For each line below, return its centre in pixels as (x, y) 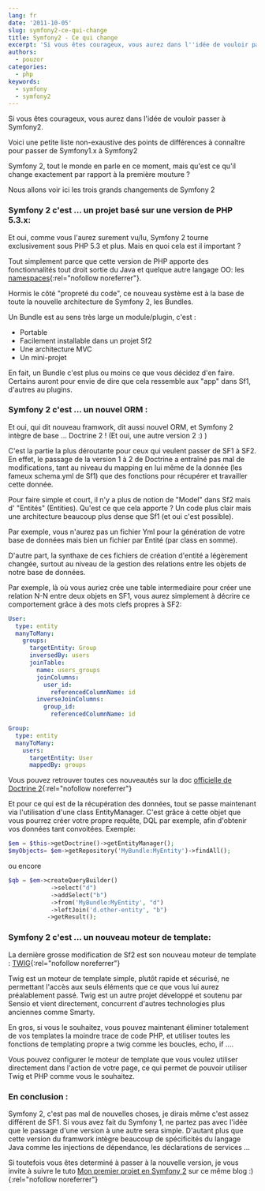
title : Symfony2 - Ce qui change (63, 38)
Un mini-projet (43, 357)
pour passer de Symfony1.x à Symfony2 (73, 151)
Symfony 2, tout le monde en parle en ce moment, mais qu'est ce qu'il (122, 166)
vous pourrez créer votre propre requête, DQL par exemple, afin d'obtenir (127, 821)
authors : (22, 52)
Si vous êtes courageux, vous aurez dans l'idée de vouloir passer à (117, 118)
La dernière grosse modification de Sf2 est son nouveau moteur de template (132, 954)
